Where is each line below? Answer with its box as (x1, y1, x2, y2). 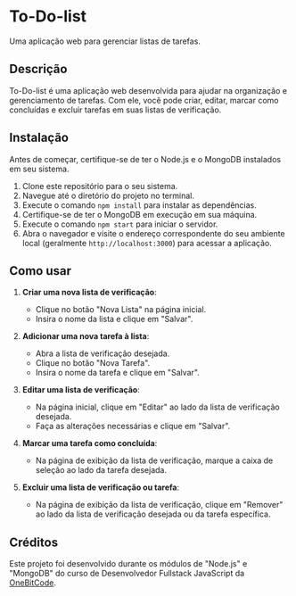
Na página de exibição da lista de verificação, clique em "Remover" (35, 500, 284, 510)
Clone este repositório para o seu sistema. (21, 180, 178, 191)
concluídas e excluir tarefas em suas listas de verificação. (9, 104, 222, 115)
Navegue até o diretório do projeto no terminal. (21, 190, 194, 201)
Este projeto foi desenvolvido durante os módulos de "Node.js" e (9, 559, 248, 569)
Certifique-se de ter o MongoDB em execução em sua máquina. (21, 209, 258, 219)
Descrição (9, 62, 68, 77)
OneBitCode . (9, 577, 56, 588)
